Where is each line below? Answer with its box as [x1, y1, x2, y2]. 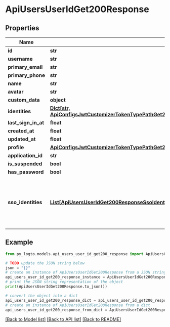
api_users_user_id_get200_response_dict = [5, 298, 96, 303]
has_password [8, 168, 44, 175]
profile [8, 144, 24, 151]
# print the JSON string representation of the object [5, 279, 123, 285]
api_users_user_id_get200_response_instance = [5, 274, 105, 280]
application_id [8, 152, 43, 159]
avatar [8, 88, 24, 95]
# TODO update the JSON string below [5, 260, 85, 266]
